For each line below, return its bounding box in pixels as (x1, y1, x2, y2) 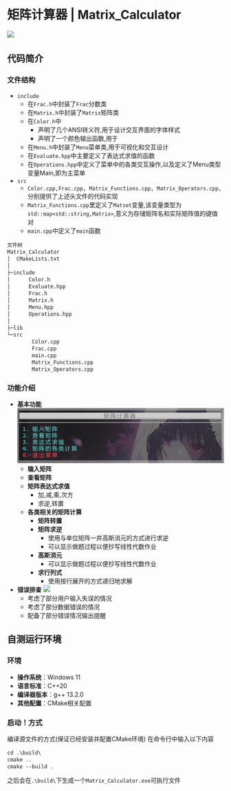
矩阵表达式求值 (27, 482, 70, 490)
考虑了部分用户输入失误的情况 (27, 594, 112, 602)
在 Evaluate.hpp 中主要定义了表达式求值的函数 (27, 151, 155, 159)
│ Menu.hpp (7, 304, 54, 311)
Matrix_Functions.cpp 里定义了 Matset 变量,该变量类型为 (27, 200, 182, 208)
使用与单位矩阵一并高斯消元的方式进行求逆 (47, 534, 169, 542)
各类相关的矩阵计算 (27, 508, 82, 516)
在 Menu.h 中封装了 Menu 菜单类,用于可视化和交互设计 (27, 143, 169, 151)
